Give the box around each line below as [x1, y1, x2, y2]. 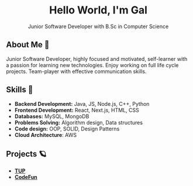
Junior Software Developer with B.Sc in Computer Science [27, 23, 169, 30]
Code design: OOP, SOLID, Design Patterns [14, 125, 120, 132]
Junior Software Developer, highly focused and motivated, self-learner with [6, 55, 188, 62]
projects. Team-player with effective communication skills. [6, 68, 147, 75]
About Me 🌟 [6, 40, 50, 50]
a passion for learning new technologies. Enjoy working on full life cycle [6, 61, 179, 68]
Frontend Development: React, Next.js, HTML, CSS [14, 106, 139, 113]
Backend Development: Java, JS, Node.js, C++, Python [14, 100, 150, 107]
